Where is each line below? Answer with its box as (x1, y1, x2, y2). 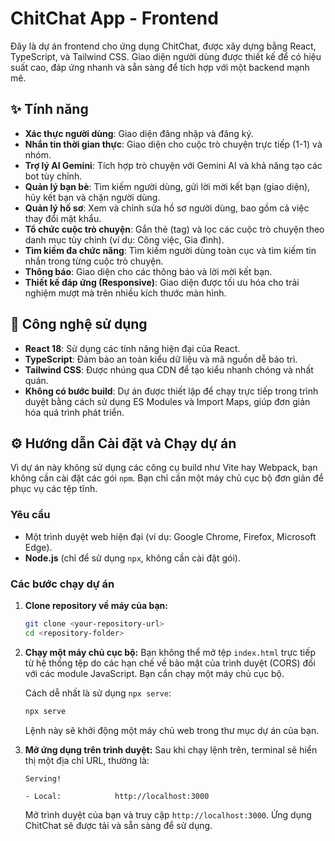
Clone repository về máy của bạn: (24, 599, 168, 611)
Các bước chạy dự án (10, 577, 115, 591)
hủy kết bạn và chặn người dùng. (24, 191, 161, 203)
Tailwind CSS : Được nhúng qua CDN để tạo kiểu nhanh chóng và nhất (24, 363, 314, 376)
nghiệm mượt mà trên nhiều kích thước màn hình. (24, 287, 227, 299)
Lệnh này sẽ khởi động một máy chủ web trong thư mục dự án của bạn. (24, 724, 320, 736)
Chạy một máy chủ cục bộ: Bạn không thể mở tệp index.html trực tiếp (24, 646, 316, 658)
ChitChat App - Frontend (10, 7, 219, 30)
